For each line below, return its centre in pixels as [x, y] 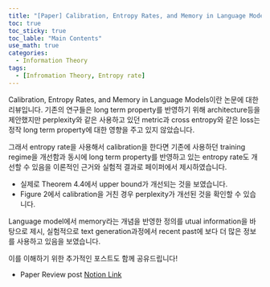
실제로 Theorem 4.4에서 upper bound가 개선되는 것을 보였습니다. [124, 184]
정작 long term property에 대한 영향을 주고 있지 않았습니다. [102, 129]
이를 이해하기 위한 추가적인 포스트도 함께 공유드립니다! [93, 258]
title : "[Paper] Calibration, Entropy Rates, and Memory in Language [127, 16]
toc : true [25, 23]
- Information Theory [52, 61]
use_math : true [34, 46]
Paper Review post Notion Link [71, 274]
